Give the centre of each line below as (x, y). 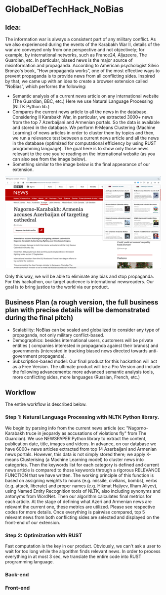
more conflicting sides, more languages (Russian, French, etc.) (76, 377)
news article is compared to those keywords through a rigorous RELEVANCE (83, 470)
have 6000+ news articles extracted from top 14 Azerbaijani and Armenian (81, 449)
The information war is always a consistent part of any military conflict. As (81, 39)
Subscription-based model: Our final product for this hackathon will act (84, 361)
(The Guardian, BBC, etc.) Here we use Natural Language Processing (83, 101)
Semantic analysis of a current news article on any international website (85, 96)
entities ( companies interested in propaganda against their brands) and (85, 345)
